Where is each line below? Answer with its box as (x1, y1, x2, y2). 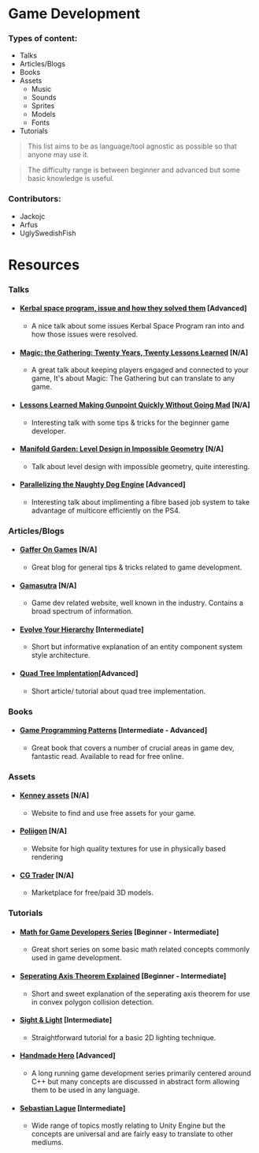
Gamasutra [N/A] (19, 580, 77, 590)
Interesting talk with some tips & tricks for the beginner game (31, 418, 230, 427)
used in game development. (31, 953, 122, 963)
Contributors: (8, 193, 61, 205)
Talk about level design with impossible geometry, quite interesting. (31, 461, 250, 471)
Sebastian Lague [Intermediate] (19, 1103, 126, 1113)
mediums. (31, 1138, 64, 1147)
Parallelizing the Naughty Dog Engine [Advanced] (19, 479, 186, 490)
